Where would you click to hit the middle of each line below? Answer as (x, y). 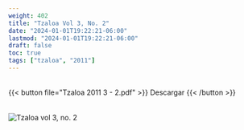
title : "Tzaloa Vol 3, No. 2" (59, 23)
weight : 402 (28, 16)
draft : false (30, 46)
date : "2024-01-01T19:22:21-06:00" (68, 30)
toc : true (25, 53)
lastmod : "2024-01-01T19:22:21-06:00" (73, 38)
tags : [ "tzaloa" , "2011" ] (52, 61)
